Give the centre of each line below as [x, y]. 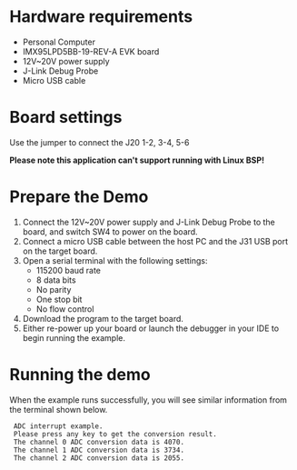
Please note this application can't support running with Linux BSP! [137, 160]
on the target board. [60, 251]
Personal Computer [59, 42]
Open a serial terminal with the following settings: [115, 260]
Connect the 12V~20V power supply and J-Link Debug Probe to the [148, 222]
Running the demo [80, 375]
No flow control [65, 309]
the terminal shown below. [59, 409]
